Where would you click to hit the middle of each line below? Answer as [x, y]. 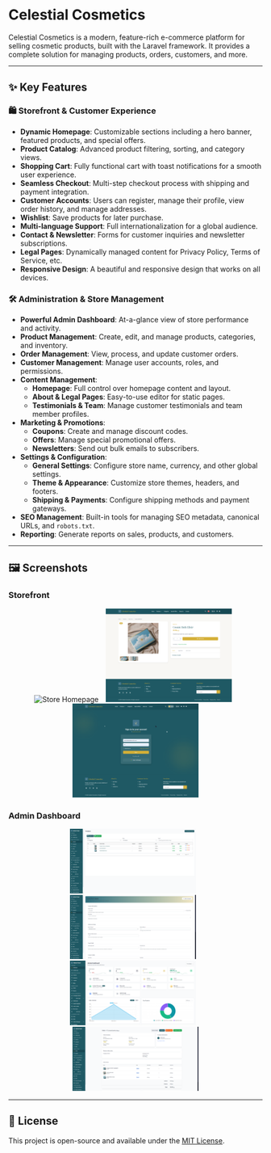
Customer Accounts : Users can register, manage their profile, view [132, 200]
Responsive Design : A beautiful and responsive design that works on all [140, 269]
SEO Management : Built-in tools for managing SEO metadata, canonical [140, 517]
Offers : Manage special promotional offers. [104, 440]
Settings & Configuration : [63, 457]
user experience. [48, 175]
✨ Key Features [48, 88]
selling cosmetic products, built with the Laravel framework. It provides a [129, 45]
